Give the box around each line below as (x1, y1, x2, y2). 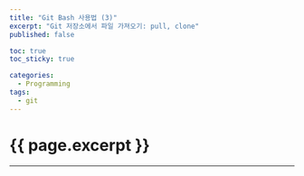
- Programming (17, 79, 71, 88)
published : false (9, 30, 75, 39)
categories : (9, 71, 54, 80)
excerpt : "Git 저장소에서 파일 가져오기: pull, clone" (9, 22, 200, 31)
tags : (9, 88, 30, 97)
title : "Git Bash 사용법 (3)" (9, 13, 118, 23)
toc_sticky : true (9, 55, 75, 64)
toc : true (9, 46, 47, 55)
